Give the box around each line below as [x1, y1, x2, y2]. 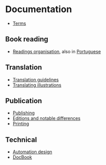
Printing [12, 120, 29, 127]
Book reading [5, 35, 49, 44]
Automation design [12, 149, 52, 155]
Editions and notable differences [12, 115, 81, 121]
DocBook [12, 154, 32, 160]
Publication [5, 96, 42, 105]
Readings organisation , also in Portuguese [12, 48, 101, 54]
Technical [5, 135, 37, 144]
